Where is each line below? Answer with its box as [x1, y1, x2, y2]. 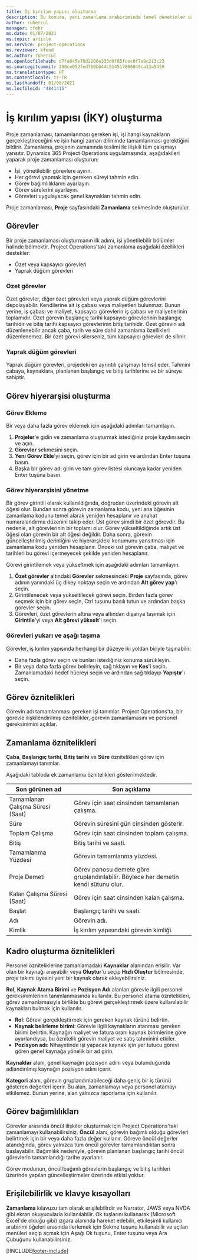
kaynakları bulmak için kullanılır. [6, 1004, 83, 1012]
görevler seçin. [14, 604, 51, 611]
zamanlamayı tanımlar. [6, 760, 61, 767]
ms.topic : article [6, 36, 51, 42]
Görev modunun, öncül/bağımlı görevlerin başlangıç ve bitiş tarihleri [6, 1165, 171, 1172]
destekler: [6, 249, 31, 256]
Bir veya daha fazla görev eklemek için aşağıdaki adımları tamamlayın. [6, 422, 176, 429]
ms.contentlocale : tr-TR [6, 75, 67, 80]
